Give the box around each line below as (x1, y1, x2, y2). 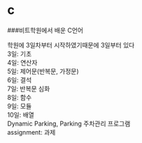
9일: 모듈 (7, 102, 32, 110)
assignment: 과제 (7, 128, 56, 136)
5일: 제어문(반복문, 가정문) (7, 67, 79, 75)
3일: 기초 (7, 50, 32, 58)
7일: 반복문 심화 (7, 84, 50, 93)
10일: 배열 (7, 110, 35, 119)
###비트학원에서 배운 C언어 (7, 26, 84, 34)
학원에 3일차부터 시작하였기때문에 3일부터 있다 (7, 40, 135, 49)
